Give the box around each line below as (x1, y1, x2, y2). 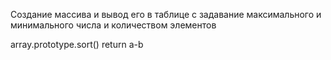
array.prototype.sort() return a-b (10, 39, 144, 50)
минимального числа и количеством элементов (10, 19, 217, 31)
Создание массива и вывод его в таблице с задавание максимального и (10, 9, 322, 20)
